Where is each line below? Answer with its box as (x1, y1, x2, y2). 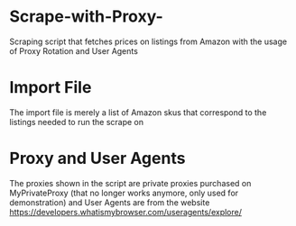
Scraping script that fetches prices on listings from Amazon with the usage (9, 36, 287, 47)
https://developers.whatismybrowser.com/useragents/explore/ (9, 206, 242, 217)
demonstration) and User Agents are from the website (9, 196, 210, 208)
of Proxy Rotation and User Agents (9, 45, 138, 56)
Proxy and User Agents (9, 149, 186, 168)
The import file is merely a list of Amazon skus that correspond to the (9, 106, 267, 118)
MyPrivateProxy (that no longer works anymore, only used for (9, 187, 239, 198)
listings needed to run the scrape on (9, 116, 144, 127)
